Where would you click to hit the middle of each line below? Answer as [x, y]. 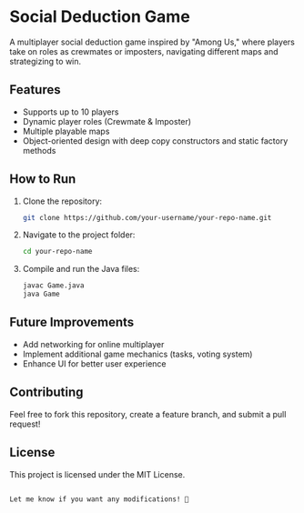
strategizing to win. [46, 61]
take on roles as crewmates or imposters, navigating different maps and [144, 51]
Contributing [46, 392]
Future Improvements [72, 322]
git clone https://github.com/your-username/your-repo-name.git [147, 217]
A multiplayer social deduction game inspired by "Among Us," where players [152, 42]
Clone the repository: [62, 201]
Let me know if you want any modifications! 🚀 [99, 499]
